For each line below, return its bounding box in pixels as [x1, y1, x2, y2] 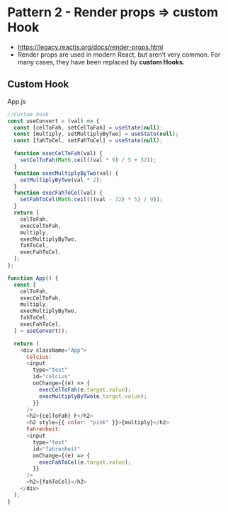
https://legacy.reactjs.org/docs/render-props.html [17, 42, 164, 51]
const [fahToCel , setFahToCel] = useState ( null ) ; [13, 137, 163, 144]
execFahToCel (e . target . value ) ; [38, 458, 132, 466]
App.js [7, 97, 26, 106]
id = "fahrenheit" [33, 445, 81, 453]
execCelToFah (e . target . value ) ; [38, 386, 132, 393]
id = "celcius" [33, 373, 72, 380]
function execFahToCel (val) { [13, 189, 103, 197]
